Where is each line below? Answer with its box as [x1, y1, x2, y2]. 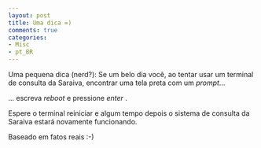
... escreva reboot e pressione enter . [8, 94, 128, 102]
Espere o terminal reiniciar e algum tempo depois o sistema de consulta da [8, 109, 250, 118]
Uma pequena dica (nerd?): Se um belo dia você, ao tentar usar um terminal [8, 70, 254, 79]
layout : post [8, 11, 51, 20]
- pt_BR [8, 48, 34, 56]
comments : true [8, 26, 58, 34]
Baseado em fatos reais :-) [8, 132, 94, 142]
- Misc [8, 41, 30, 49]
